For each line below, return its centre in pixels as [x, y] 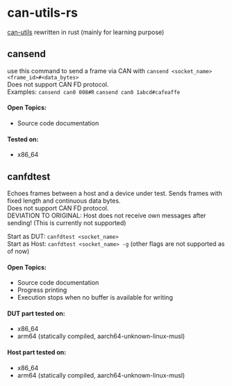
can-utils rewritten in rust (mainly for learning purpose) [86, 32]
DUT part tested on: [36, 313]
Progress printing [42, 290]
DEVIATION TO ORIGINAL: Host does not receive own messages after [107, 215]
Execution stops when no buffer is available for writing [95, 298]
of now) [18, 251]
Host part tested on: [37, 352]
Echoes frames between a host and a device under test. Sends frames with [115, 193]
